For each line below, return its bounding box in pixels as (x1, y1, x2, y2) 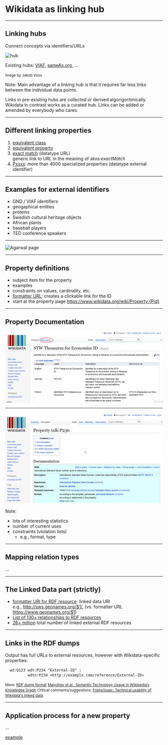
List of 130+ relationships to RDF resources (12, 615, 101, 621)
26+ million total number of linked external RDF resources (12, 620, 131, 626)
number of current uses (12, 523, 61, 529)
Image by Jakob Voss (5, 72, 42, 78)
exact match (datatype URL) (12, 150, 71, 156)
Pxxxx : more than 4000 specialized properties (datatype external (12, 161, 147, 167)
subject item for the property (12, 277, 72, 283)
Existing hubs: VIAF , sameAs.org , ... (5, 62, 78, 68)
